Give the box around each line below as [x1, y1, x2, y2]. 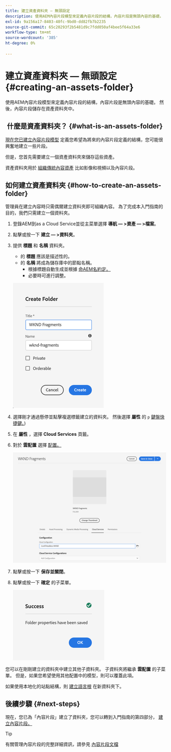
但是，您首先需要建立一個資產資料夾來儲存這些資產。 [5, 153, 117, 160]
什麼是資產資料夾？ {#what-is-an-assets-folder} [7, 122, 163, 130]
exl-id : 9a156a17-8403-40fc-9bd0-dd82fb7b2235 [5, 19, 106, 24]
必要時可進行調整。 [28, 273, 69, 279]
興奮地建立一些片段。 [5, 143, 50, 149]
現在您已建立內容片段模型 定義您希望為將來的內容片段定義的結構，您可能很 [5, 136, 163, 143]
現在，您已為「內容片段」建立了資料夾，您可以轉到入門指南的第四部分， [5, 714, 157, 720]
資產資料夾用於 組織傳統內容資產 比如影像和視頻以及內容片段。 [5, 164, 138, 171]
